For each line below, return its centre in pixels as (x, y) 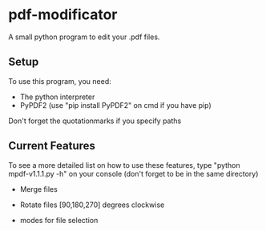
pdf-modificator (63, 15)
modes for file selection (59, 220)
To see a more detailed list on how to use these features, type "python (124, 165)
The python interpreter (57, 97)
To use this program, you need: (60, 81)
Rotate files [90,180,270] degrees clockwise (92, 205)
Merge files (38, 189)
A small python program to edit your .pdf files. (84, 37)
